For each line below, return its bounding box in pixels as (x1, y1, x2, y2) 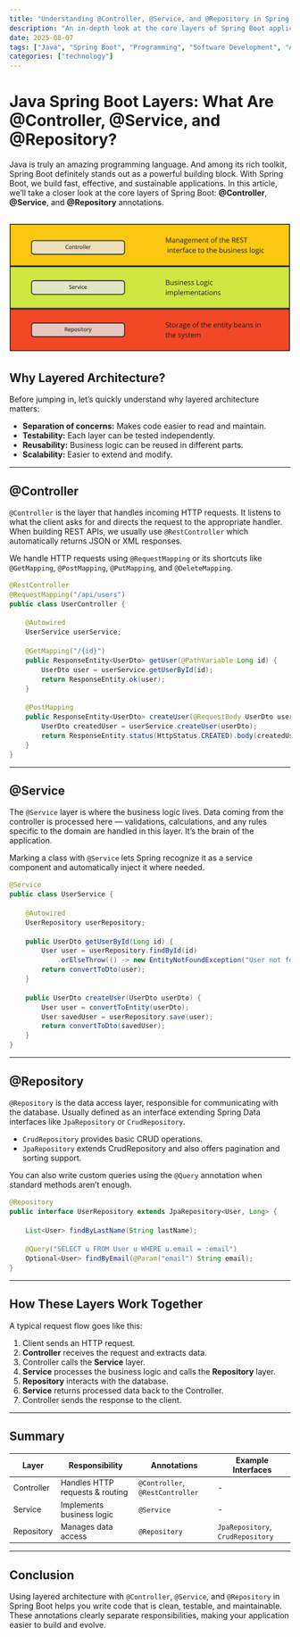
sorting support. (21, 1152, 82, 1163)
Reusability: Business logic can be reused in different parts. (21, 440, 244, 451)
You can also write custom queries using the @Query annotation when (9, 1169, 262, 1180)
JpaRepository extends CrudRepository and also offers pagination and (21, 1143, 280, 1153)
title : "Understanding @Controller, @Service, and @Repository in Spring (9, 14, 290, 23)
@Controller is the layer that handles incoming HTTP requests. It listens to (9, 507, 281, 518)
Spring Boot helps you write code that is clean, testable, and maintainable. (9, 1600, 283, 1611)
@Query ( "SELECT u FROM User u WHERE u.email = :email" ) (25, 1245, 238, 1254)
